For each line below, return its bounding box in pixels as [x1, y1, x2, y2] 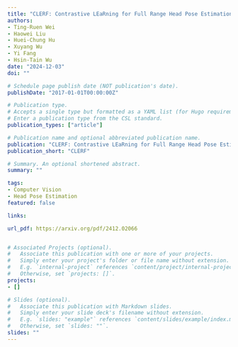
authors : [7, 17, 33, 24]
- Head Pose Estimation [7, 193, 78, 200]
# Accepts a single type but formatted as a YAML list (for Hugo [7, 108, 204, 115]
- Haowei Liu [7, 30, 46, 38]
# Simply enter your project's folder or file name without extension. [7, 257, 230, 264]
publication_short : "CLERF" [7, 147, 91, 154]
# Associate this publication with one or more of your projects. [7, 251, 214, 258]
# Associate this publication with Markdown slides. [7, 302, 173, 310]
